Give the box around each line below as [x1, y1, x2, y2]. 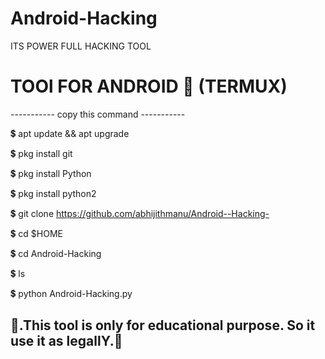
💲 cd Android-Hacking [10, 247, 102, 259]
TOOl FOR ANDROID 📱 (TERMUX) [10, 75, 288, 98]
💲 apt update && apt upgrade [10, 127, 130, 139]
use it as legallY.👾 [10, 333, 123, 350]
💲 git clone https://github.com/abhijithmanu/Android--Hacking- [10, 207, 270, 219]
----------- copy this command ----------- [10, 108, 186, 120]
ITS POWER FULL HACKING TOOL [10, 40, 152, 52]
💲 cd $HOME [10, 227, 63, 239]
